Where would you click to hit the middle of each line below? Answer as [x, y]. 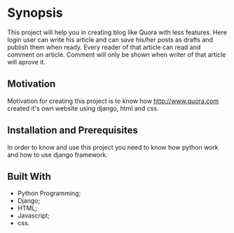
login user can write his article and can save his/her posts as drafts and [110, 39]
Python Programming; [49, 193]
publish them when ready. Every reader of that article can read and [104, 47]
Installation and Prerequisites [73, 130]
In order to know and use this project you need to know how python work [113, 147]
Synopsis [35, 13]
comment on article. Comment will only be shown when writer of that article [117, 55]
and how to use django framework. [58, 155]
